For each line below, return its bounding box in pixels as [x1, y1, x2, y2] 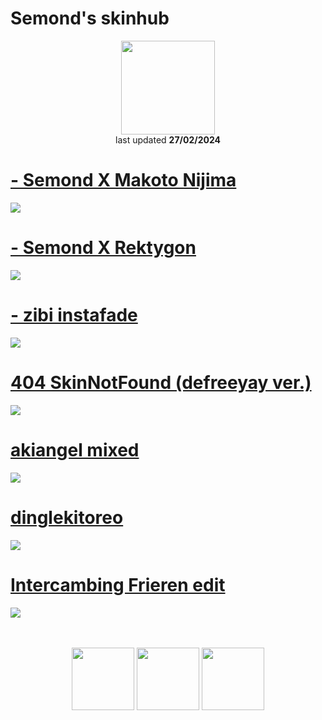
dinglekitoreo [10, 506, 124, 529]
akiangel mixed [10, 438, 140, 461]
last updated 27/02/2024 [115, 133, 221, 146]
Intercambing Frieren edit [10, 573, 226, 596]
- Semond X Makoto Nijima [10, 169, 237, 192]
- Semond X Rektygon [10, 237, 197, 259]
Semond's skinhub [10, 7, 170, 30]
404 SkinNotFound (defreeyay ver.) [10, 371, 312, 394]
